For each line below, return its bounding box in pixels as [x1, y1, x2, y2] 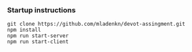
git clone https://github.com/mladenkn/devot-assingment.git [7, 21, 186, 28]
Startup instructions [7, 5, 76, 15]
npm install [7, 26, 41, 34]
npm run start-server [7, 32, 69, 39]
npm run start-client [7, 38, 69, 45]
